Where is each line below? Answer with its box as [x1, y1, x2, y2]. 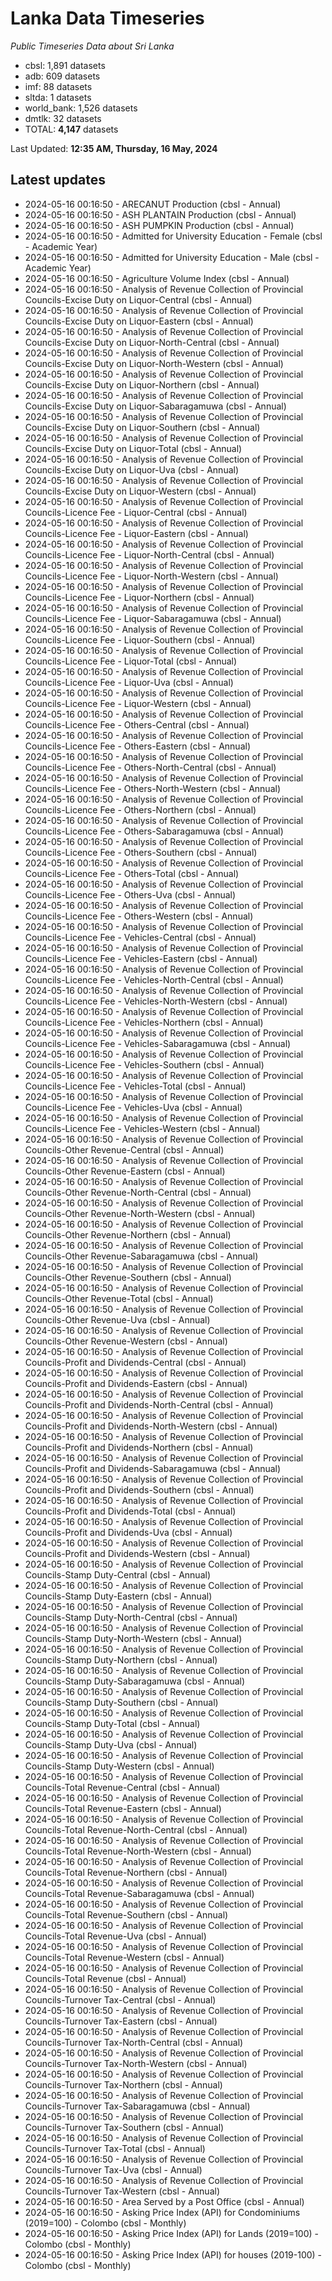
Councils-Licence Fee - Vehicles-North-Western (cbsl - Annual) [24, 995, 288, 1007]
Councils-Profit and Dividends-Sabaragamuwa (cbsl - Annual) [24, 1462, 282, 1474]
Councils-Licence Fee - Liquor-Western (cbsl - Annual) [24, 697, 252, 709]
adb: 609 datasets [24, 70, 101, 82]
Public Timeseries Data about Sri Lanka [10, 40, 175, 52]
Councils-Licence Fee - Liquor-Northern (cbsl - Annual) [24, 591, 255, 603]
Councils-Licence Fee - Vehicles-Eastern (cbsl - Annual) [24, 952, 258, 964]
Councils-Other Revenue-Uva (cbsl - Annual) [24, 1313, 211, 1326]
